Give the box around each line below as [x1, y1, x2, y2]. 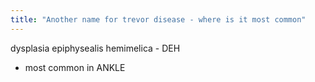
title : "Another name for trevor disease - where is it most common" [10, 14, 307, 25]
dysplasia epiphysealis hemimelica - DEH [10, 42, 181, 54]
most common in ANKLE [24, 61, 126, 73]
